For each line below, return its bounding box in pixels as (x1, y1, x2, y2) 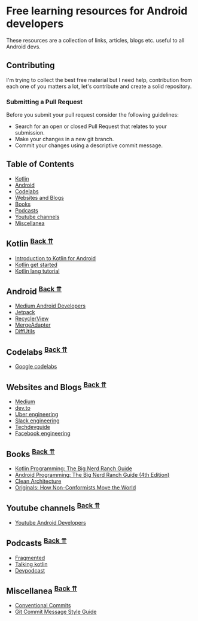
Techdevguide (14, 424, 51, 431)
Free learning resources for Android (6, 4, 188, 18)
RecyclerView (14, 315, 49, 322)
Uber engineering (14, 411, 59, 418)
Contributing (6, 60, 55, 71)
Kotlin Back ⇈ (6, 237, 54, 249)
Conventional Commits (14, 602, 71, 609)
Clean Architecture (14, 477, 62, 485)
